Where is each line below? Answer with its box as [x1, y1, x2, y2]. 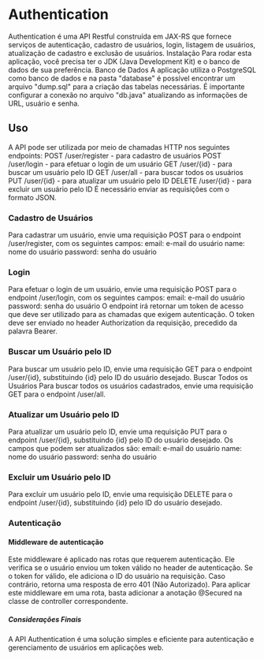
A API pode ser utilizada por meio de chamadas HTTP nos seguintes [8, 142, 230, 151]
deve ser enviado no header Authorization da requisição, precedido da [8, 318, 238, 328]
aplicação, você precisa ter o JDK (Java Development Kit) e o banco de [8, 57, 240, 66]
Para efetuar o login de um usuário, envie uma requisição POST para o [8, 285, 237, 294]
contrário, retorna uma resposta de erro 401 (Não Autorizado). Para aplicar [8, 580, 251, 589]
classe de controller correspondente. [8, 597, 128, 606]
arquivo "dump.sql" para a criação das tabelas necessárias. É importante [8, 81, 246, 91]
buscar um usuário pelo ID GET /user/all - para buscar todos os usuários [8, 167, 244, 177]
